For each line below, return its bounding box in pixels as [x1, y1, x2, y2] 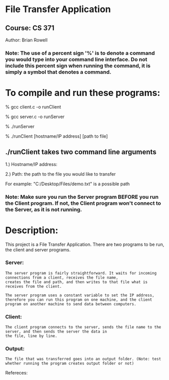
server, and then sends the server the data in [5, 329, 107, 334]
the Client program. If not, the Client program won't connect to [5, 199, 161, 206]
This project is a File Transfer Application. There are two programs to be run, [5, 241, 164, 247]
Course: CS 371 [5, 24, 54, 32]
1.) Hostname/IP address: [5, 161, 58, 167]
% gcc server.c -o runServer [5, 114, 65, 120]
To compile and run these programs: [5, 87, 160, 99]
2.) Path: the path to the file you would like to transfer [5, 171, 116, 177]
